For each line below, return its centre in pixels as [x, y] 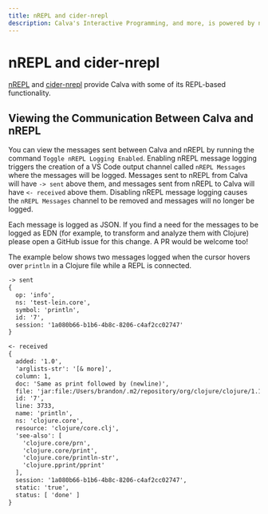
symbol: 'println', [48, 310]
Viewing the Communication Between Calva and [131, 118]
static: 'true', [42, 488]
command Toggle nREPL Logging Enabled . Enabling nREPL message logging [133, 158]
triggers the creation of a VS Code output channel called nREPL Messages [127, 167]
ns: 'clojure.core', [49, 421]
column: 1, [33, 376]
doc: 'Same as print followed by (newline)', [93, 384]
